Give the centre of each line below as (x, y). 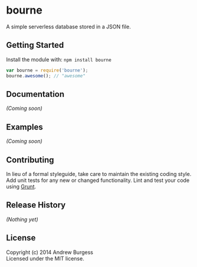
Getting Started (35, 45)
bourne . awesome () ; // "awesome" (46, 76)
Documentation (35, 94)
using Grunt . (21, 186)
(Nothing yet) (22, 219)
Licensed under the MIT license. (45, 258)
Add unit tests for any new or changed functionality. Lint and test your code (98, 180)
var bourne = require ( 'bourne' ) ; (47, 70)
